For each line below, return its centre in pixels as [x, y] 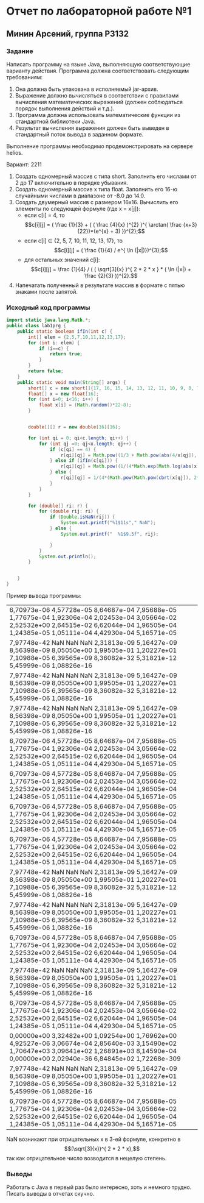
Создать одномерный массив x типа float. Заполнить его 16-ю [96, 189]
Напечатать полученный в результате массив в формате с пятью [100, 285]
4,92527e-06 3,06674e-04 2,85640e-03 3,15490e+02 [93, 1043]
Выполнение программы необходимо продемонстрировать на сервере [100, 146]
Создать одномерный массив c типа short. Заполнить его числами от [106, 176]
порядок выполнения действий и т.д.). [65, 108]
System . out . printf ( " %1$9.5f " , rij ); [110, 534]
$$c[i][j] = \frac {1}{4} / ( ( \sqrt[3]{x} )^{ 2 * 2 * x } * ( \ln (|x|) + [111, 269]
